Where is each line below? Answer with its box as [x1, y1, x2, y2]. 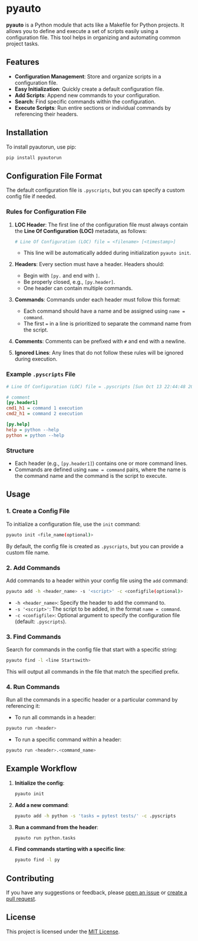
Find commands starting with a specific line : [14, 845, 126, 853]
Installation [6, 127, 48, 137]
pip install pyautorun [6, 155, 62, 160]
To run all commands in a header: [14, 714, 96, 721]
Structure [6, 446, 34, 454]
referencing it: [6, 703, 40, 710]
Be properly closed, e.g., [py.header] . [23, 278, 115, 286]
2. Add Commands [6, 563, 61, 572]
